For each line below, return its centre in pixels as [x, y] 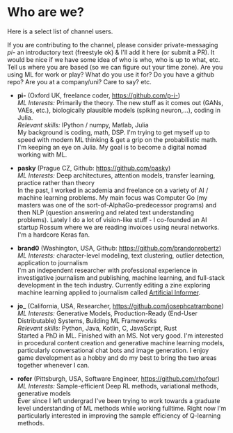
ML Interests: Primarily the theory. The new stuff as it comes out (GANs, [120, 102]
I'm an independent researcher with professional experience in [107, 270]
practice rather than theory [56, 182]
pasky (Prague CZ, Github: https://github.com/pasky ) [94, 168]
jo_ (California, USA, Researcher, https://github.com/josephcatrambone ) [120, 306]
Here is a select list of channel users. [60, 31]
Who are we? [46, 12]
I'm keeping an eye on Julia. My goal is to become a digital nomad [112, 147]
